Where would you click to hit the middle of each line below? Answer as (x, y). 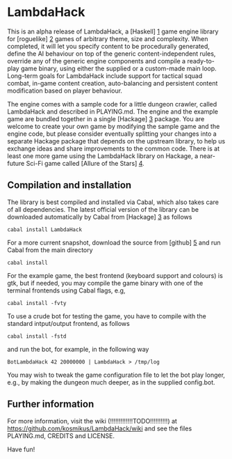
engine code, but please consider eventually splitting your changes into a (112, 134)
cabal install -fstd (37, 336)
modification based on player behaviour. (65, 91)
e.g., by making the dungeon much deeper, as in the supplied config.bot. (111, 382)
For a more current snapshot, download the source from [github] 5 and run (114, 242)
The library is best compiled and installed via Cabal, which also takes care (113, 202)
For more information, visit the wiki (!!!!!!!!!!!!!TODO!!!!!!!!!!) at (92, 421)
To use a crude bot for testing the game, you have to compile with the (107, 316)
